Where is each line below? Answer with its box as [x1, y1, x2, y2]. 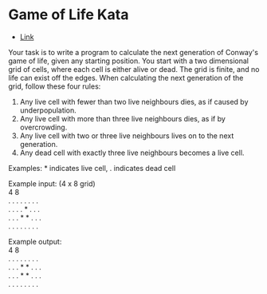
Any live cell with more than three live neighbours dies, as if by [19, 113, 226, 123]
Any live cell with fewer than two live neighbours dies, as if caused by [19, 97, 249, 106]
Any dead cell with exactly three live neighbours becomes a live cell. [19, 148, 245, 157]
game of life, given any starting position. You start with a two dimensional [8, 56, 249, 66]
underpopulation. [19, 105, 77, 115]
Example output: [8, 236, 62, 246]
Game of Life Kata [8, 6, 129, 24]
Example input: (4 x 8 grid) [8, 178, 96, 189]
